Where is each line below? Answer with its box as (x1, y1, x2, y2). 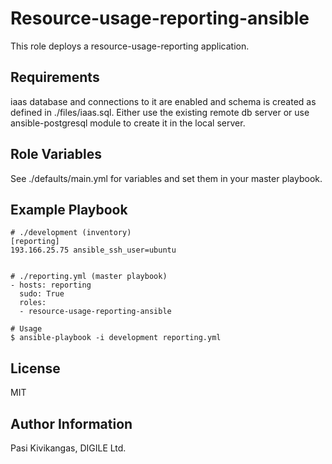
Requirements (10, 69, 100, 86)
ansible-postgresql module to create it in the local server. (10, 117, 246, 129)
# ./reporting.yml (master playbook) (10, 272, 168, 282)
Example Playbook (10, 201, 128, 218)
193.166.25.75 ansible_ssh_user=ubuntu (10, 245, 177, 256)
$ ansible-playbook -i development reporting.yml (10, 333, 222, 343)
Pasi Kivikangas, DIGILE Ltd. (10, 442, 127, 454)
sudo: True (19, 289, 65, 299)
